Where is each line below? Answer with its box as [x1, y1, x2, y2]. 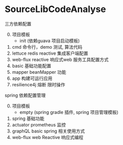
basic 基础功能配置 [12, 63, 51, 69]
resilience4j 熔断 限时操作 [12, 81, 66, 87]
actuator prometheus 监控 [12, 121, 66, 127]
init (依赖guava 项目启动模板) [19, 38, 80, 44]
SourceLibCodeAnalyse [5, 4, 106, 15]
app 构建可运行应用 [12, 75, 52, 81]
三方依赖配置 [5, 21, 31, 27]
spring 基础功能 [12, 115, 45, 121]
